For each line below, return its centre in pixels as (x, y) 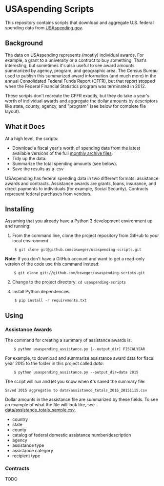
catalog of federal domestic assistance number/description (72, 435)
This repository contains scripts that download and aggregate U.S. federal (79, 23)
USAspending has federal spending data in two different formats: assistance (82, 178)
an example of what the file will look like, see (50, 405)
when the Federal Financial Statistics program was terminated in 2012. (76, 86)
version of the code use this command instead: (52, 264)
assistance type (28, 445)
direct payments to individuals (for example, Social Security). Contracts (77, 188)
